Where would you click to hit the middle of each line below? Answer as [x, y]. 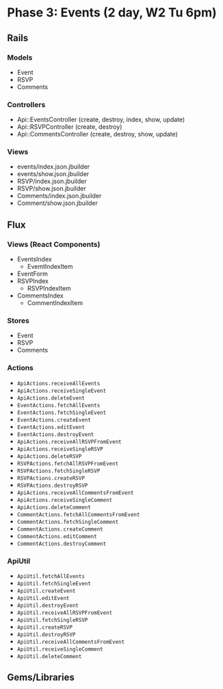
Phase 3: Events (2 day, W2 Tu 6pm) [112, 13]
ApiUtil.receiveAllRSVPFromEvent [65, 613]
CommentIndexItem [55, 303]
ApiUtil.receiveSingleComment [60, 649]
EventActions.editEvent [51, 427]
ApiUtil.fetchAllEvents [51, 577]
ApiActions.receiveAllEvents [58, 383]
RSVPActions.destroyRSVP [52, 485]
